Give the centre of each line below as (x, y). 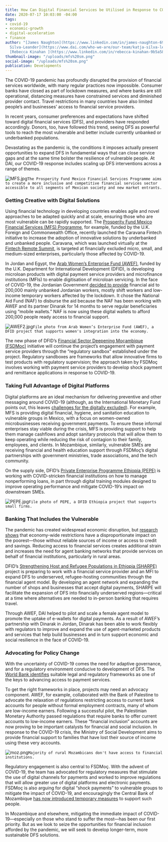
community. (17, 461)
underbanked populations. (32, 138)
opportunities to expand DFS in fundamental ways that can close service (80, 153)
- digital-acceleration (30, 33)
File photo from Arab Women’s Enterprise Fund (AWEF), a (93, 327)
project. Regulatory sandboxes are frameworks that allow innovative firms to (84, 357)
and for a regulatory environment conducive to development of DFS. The (80, 669)
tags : (11, 19)
